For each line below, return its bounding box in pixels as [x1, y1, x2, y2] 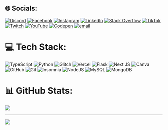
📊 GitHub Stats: [5, 85, 73, 96]
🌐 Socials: [5, 4, 38, 13]
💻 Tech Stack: [5, 41, 67, 52]
